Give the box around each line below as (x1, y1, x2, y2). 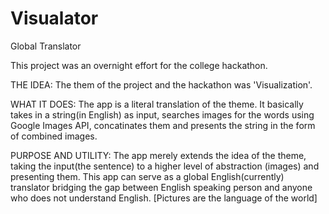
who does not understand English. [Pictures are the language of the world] (10, 192, 318, 204)
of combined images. (10, 130, 98, 142)
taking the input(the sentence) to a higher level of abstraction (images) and (10, 160, 320, 172)
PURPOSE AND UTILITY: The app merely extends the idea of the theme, (10, 149, 307, 161)
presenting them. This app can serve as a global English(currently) (10, 170, 285, 182)
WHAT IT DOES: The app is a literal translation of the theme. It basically (10, 98, 304, 110)
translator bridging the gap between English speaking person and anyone (10, 181, 313, 193)
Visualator (10, 7, 99, 30)
